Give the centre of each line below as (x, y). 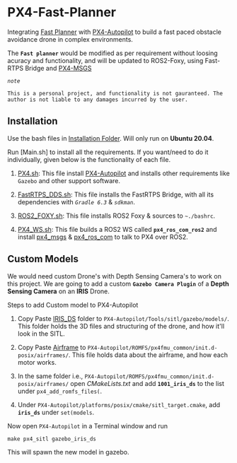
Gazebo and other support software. (69, 180)
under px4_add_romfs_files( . (60, 391)
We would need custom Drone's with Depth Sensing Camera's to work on (114, 276)
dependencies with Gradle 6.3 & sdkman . (76, 201)
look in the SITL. (41, 334)
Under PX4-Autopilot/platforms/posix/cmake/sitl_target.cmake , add (119, 404)
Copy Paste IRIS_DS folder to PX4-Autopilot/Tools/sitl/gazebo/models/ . (123, 318)
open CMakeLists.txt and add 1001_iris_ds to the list (148, 383)
